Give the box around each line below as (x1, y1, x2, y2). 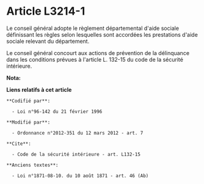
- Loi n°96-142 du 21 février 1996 (12, 108, 103, 114)
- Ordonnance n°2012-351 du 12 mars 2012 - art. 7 (12, 130, 144, 136)
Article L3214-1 (6, 4, 86, 18)
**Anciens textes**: (6, 162, 59, 168)
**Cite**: (6, 141, 32, 147)
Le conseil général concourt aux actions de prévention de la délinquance (6, 49, 190, 56)
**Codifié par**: (6, 98, 51, 104)
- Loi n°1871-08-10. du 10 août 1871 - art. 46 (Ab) (12, 172, 149, 178)
